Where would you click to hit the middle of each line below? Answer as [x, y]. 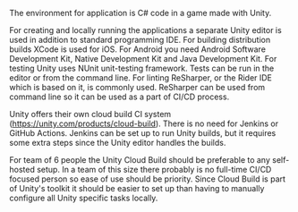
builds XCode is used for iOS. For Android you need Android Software [138, 49]
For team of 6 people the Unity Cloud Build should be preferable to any [140, 160]
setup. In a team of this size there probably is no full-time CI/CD [154, 170]
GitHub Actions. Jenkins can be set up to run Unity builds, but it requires [143, 133]
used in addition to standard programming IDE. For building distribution [140, 40]
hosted [22, 170]
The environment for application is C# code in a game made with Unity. [140, 13]
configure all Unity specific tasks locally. [84, 198]
